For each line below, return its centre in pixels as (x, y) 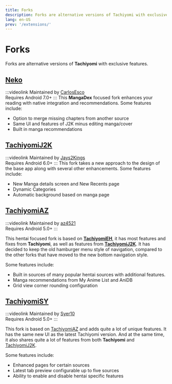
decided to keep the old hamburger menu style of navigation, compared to (84, 249)
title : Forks (19, 10)
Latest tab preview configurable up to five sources (66, 371)
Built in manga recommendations (48, 129)
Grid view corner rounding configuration (55, 285)
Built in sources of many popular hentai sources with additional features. (89, 275)
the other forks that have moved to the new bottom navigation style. (77, 255)
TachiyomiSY (27, 301)
